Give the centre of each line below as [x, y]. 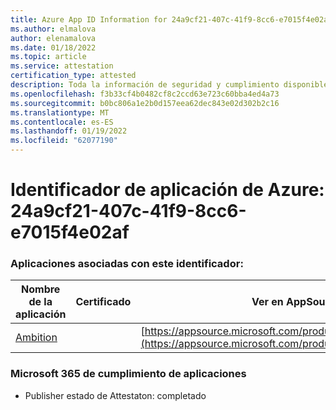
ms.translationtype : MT [60, 112]
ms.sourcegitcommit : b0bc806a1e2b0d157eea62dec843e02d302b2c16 [145, 103]
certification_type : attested [73, 76]
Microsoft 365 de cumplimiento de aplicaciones [128, 374]
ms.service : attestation [62, 66]
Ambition [36, 338]
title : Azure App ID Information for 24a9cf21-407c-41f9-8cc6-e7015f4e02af [171, 19]
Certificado [103, 302]
